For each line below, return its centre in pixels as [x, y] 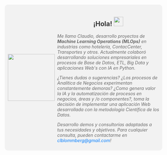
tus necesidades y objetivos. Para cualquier [102, 129]
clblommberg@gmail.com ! [84, 140]
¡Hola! [103, 24]
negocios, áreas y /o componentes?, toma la [103, 98]
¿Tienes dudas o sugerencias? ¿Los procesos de [107, 77]
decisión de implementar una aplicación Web [104, 104]
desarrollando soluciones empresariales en [102, 57]
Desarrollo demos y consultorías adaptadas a [104, 124]
